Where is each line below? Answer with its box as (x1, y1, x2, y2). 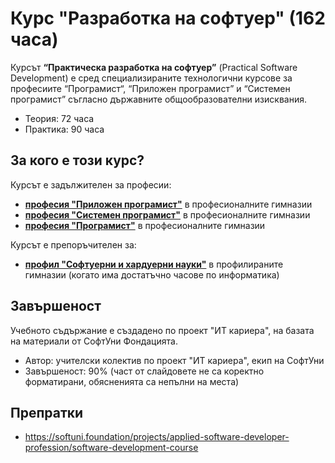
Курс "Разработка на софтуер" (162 (10, 7, 326, 30)
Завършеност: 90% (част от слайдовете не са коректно (24, 365, 265, 377)
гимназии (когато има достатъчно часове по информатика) (24, 268, 280, 281)
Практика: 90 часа (24, 123, 105, 135)
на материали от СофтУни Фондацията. (10, 335, 178, 347)
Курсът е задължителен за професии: (10, 178, 172, 191)
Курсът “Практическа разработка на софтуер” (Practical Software (10, 61, 298, 73)
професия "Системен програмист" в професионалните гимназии (24, 208, 311, 221)
